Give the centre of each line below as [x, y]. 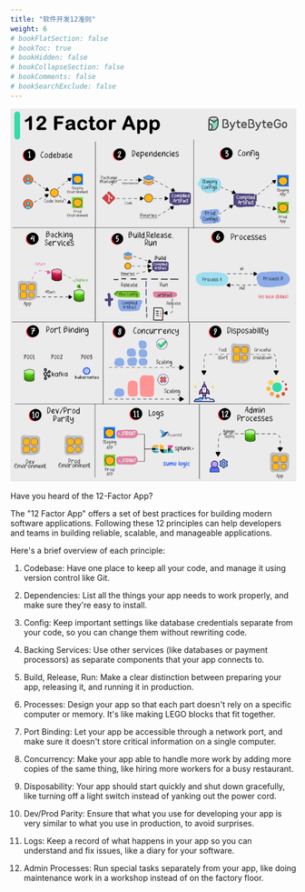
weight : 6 [29, 29]
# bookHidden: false [49, 58]
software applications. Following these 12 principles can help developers [146, 523]
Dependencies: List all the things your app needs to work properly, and [156, 595]
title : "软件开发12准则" [53, 19]
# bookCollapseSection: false [68, 67]
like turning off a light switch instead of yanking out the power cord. [150, 796]
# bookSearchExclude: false [64, 86]
